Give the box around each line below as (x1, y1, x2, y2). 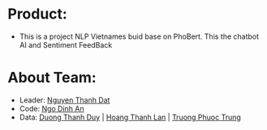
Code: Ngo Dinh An (19, 103, 84, 113)
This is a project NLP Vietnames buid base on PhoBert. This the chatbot (19, 31, 260, 41)
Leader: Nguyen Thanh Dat (19, 94, 110, 105)
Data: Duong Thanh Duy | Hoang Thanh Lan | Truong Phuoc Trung (19, 112, 241, 122)
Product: (7, 5, 68, 23)
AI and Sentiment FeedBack (19, 40, 113, 49)
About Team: (7, 69, 97, 87)
